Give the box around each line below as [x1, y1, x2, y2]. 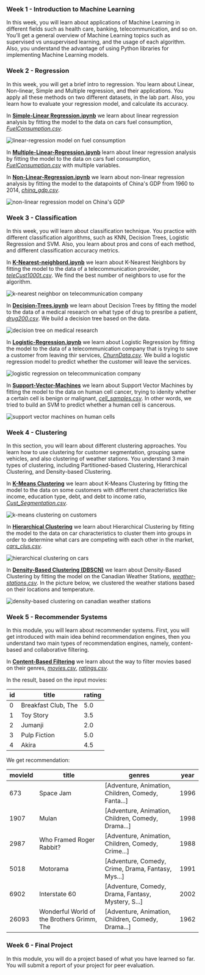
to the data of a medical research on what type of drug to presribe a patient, [6, 308, 198, 315]
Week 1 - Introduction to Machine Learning [6, 5, 135, 13]
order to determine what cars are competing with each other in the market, [6, 536, 194, 543]
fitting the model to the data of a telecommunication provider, [6, 265, 160, 272]
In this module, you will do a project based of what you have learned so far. [6, 955, 195, 962]
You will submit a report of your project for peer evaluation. [6, 962, 155, 969]
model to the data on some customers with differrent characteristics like [6, 487, 187, 494]
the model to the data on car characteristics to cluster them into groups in [6, 529, 192, 537]
